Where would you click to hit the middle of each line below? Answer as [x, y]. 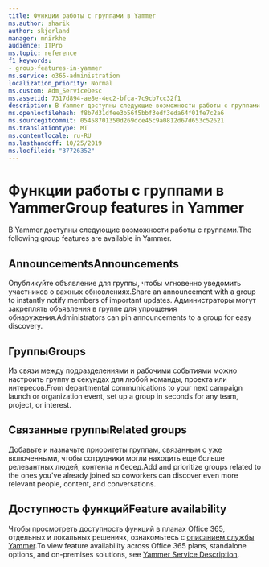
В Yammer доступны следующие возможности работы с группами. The [130, 230]
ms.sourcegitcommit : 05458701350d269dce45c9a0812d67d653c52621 [116, 121]
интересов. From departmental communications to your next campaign [126, 387]
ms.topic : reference [43, 53]
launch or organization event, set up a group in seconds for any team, [123, 396]
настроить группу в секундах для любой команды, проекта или [118, 379]
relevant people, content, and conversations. [82, 483]
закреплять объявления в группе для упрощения [93, 309]
